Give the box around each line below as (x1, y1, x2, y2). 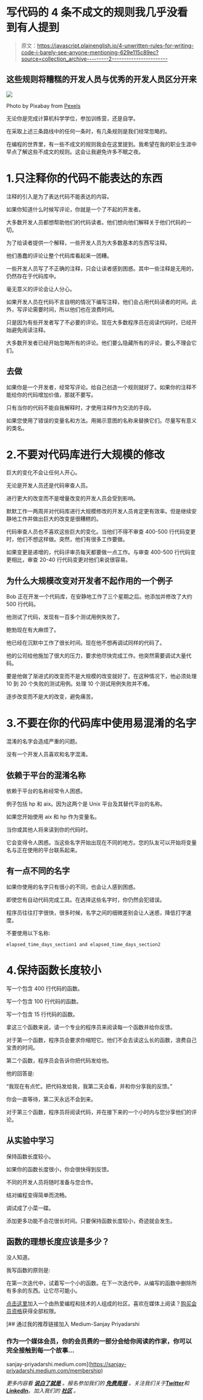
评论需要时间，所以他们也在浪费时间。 (22, 306, 118, 313)
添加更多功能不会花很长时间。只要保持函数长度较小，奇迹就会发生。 (6, 1217, 176, 1224)
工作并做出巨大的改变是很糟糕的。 (16, 515, 101, 522)
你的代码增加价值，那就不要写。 (16, 391, 97, 398)
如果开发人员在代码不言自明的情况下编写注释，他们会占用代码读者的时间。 (6, 298, 192, 305)
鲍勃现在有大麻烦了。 (6, 626, 59, 634)
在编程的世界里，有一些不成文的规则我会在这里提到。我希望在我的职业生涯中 (6, 140, 197, 147)
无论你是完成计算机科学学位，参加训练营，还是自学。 (6, 115, 139, 122)
